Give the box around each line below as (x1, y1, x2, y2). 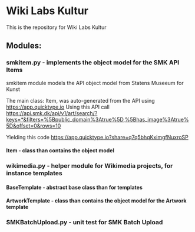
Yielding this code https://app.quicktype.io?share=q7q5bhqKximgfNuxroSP (6, 133, 189, 140)
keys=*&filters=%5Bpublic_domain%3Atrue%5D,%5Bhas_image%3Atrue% (6, 116, 189, 123)
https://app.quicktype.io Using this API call (6, 103, 110, 110)
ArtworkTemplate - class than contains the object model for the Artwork (6, 197, 187, 204)
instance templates (6, 169, 63, 178)
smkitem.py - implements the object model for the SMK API (6, 58, 180, 67)
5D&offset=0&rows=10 (6, 122, 61, 129)
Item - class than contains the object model (6, 147, 115, 154)
